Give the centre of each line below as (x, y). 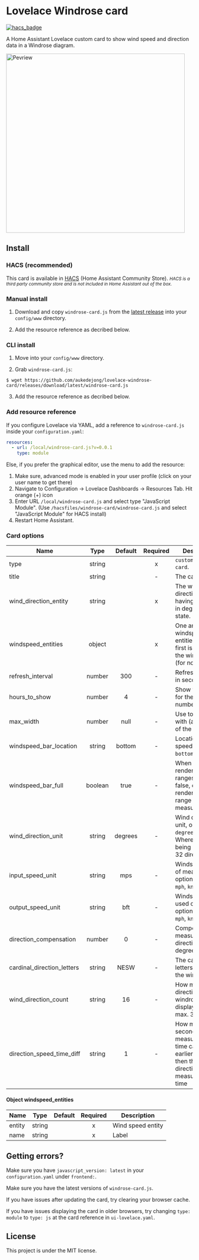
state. (183, 616)
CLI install (21, 345)
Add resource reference (41, 412)
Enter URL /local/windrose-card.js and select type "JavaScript (92, 501)
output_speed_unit (35, 907)
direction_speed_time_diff (45, 1054)
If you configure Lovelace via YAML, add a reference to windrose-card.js (95, 425)
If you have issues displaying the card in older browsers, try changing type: (98, 1211)
